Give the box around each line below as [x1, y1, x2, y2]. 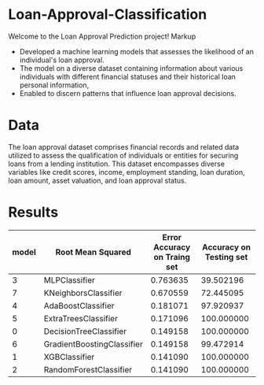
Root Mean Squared [55, 246, 132, 257]
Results [8, 203, 59, 221]
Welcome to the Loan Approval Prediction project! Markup [8, 31, 196, 41]
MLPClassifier [43, 274, 96, 285]
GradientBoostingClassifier [43, 339, 143, 350]
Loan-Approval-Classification [8, 6, 207, 24]
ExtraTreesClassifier [43, 313, 118, 324]
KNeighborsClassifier [43, 287, 123, 298]
